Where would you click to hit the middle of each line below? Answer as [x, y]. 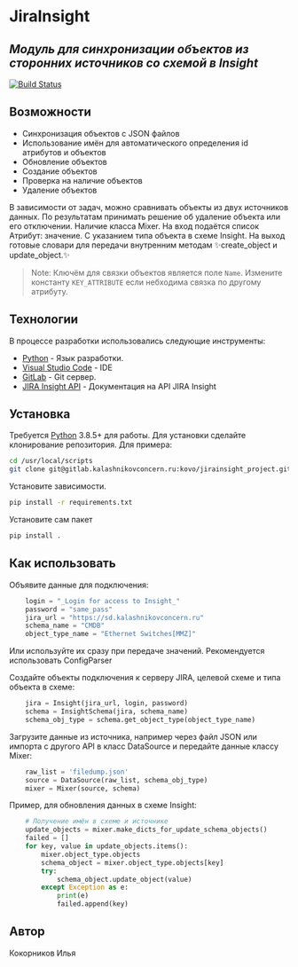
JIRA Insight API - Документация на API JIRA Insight [119, 386]
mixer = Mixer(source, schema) [83, 788]
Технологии [43, 320]
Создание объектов [59, 171]
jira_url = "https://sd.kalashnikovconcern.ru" [114, 617]
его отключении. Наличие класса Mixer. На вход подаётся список [134, 226]
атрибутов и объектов [64, 152]
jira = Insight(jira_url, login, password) [107, 704]
